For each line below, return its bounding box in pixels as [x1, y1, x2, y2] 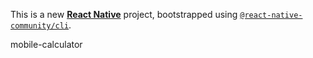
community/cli [10, 21, 70, 31]
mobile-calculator [10, 39, 83, 50]
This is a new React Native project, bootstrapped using [10, 9, 238, 20]
